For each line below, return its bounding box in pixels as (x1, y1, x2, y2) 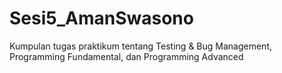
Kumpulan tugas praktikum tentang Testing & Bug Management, (9, 40, 272, 52)
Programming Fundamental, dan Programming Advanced (9, 50, 244, 62)
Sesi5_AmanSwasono (9, 7, 194, 30)
